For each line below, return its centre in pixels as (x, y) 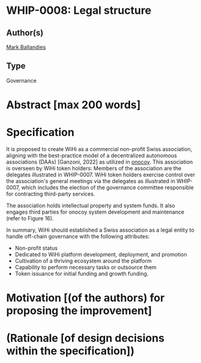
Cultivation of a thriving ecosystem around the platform (83, 261)
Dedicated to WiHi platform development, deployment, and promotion (101, 254)
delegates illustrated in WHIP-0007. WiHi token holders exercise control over (101, 175)
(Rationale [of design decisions (85, 338)
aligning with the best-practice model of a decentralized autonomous (91, 155)
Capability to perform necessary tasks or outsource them (86, 267)
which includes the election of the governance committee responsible (107, 187)
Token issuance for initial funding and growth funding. (82, 273)
